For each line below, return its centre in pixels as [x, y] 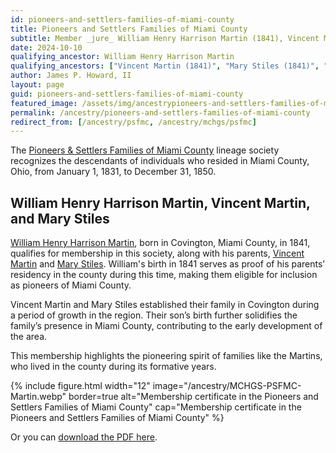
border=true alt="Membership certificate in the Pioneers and [193, 397]
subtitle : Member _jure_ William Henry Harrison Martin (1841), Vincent [165, 38]
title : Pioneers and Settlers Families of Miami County [129, 29]
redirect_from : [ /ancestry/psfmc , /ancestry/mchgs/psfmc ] [133, 122]
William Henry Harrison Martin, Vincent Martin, [160, 202]
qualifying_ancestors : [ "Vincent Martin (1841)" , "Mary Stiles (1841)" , [165, 66]
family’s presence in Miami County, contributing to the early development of [166, 326]
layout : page [37, 85]
